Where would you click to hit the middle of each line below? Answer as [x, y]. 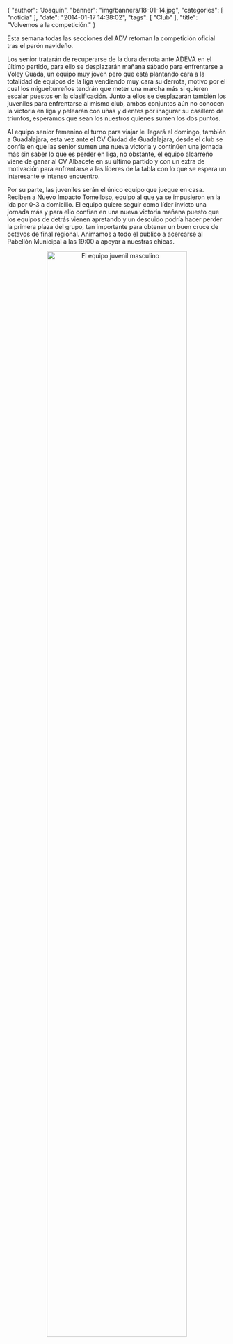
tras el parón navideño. [40, 46]
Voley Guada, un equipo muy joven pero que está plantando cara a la [106, 74]
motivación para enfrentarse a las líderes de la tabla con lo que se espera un [117, 169]
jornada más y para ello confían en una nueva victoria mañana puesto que [113, 212]
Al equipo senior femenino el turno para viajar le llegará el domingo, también [116, 132]
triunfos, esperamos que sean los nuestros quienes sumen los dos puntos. [114, 118]
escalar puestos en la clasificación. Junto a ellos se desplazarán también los [117, 96]
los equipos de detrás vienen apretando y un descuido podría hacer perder [115, 219]
